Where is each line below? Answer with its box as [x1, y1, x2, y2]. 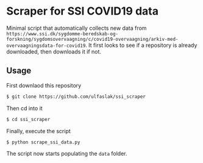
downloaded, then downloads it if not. [6, 47, 102, 55]
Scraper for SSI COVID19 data [6, 4, 158, 18]
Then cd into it [6, 105, 43, 112]
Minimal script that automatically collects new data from [6, 24, 147, 32]
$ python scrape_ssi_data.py [6, 139, 80, 145]
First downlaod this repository [6, 81, 82, 89]
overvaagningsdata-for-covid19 [6, 43, 86, 49]
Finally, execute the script [6, 127, 71, 134]
